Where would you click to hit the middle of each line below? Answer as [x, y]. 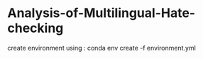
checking [35, 28]
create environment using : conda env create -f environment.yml [102, 48]
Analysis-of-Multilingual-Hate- [101, 13]
